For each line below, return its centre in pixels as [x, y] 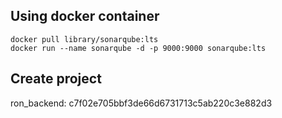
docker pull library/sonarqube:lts [84, 39]
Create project [56, 79]
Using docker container [85, 16]
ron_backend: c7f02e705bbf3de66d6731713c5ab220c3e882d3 [141, 103]
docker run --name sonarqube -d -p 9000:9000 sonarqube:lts [138, 48]
